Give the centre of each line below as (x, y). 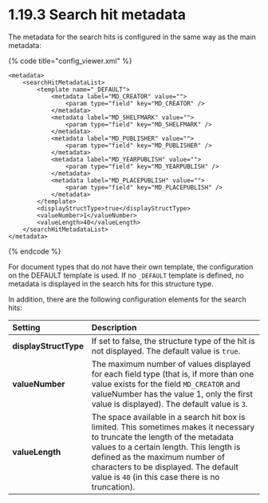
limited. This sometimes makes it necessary (173, 427)
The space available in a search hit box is (168, 417)
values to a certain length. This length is (166, 447)
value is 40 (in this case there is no (156, 477)
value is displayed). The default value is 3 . (169, 404)
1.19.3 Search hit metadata (97, 15)
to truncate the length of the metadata (162, 437)
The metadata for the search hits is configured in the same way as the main (132, 37)
